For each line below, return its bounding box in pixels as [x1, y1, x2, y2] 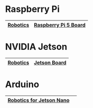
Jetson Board [34, 59, 67, 66]
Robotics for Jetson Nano [7, 97, 70, 104]
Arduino [5, 79, 39, 90]
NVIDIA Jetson [5, 41, 68, 53]
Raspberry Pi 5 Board [34, 21, 86, 28]
